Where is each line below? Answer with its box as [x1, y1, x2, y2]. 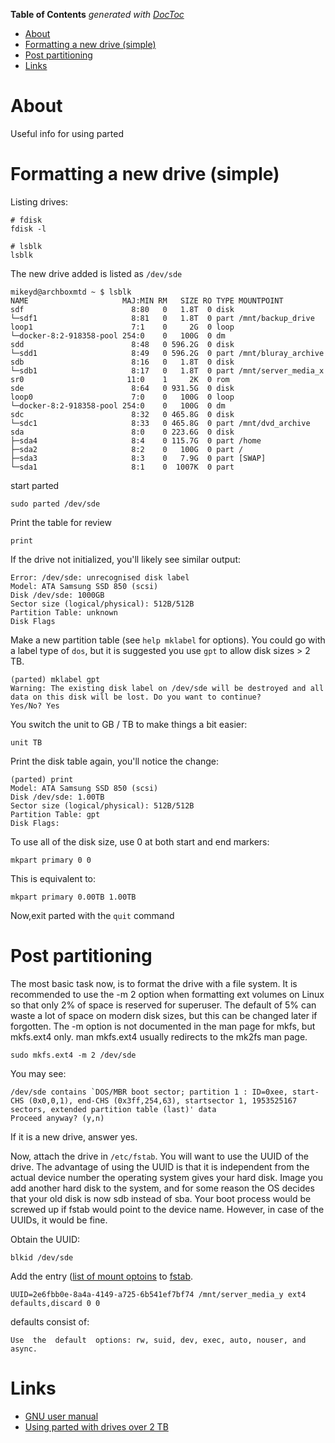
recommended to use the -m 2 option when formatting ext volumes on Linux [10, 988, 325, 1000]
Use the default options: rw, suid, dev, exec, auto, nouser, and [10, 1335, 307, 1345]
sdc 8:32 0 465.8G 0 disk [10, 409, 235, 419]
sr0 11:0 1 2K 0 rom [10, 374, 230, 384]
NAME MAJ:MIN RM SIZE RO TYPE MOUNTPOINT [10, 295, 284, 306]
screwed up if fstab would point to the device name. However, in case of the [10, 1203, 325, 1215]
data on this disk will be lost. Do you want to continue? [10, 692, 262, 702]
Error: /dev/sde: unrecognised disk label [10, 572, 190, 583]
